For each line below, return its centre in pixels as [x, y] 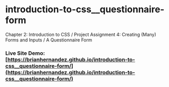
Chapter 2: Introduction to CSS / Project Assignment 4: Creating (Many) [81, 34]
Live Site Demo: [25, 53]
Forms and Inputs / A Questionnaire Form [49, 40]
